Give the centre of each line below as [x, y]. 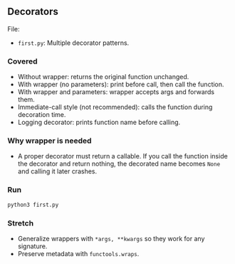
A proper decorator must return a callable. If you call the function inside [122, 156]
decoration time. [42, 115]
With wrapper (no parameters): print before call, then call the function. [121, 84]
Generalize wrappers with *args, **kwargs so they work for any [111, 238]
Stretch [21, 223]
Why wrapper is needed [49, 141]
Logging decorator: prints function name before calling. [99, 122]
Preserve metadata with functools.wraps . [78, 253]
